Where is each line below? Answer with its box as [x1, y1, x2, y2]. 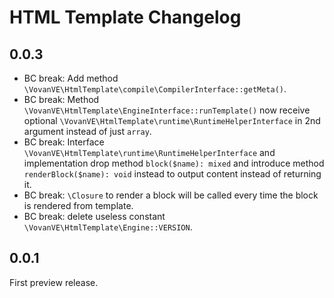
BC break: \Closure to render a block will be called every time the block [23, 189, 319, 201]
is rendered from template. [23, 200, 134, 211]
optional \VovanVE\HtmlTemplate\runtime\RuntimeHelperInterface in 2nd [23, 115, 321, 126]
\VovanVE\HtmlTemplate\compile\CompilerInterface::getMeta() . [23, 83, 287, 95]
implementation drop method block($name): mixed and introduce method [23, 157, 325, 169]
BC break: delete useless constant [23, 211, 166, 222]
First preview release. [9, 276, 99, 288]
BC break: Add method [23, 72, 119, 84]
